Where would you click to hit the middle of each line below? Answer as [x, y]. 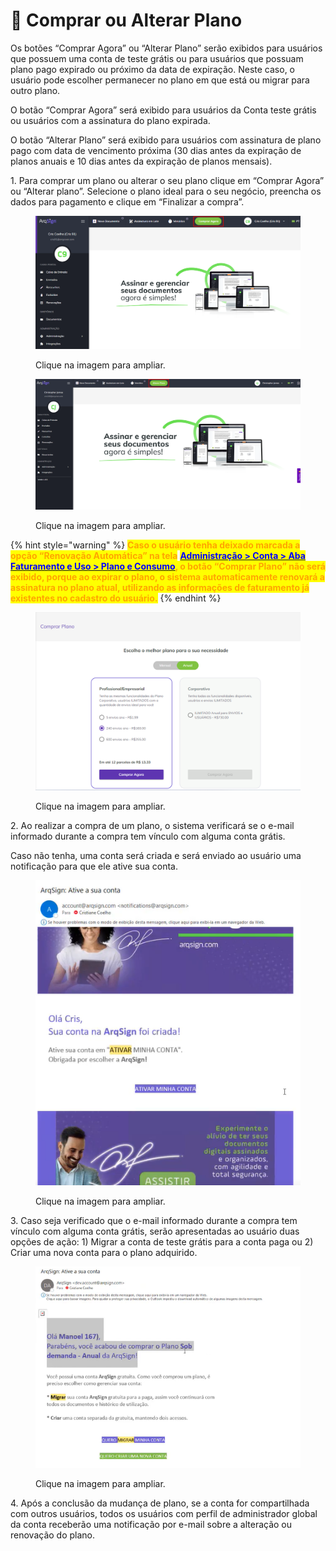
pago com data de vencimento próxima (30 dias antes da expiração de [156, 150]
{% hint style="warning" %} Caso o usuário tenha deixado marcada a [155, 545]
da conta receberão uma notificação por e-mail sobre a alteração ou [151, 1524]
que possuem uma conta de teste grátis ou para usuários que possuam [157, 58]
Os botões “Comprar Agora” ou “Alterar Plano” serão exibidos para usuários [166, 48]
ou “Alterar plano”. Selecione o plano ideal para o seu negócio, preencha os [166, 191]
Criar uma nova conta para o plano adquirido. [104, 1252]
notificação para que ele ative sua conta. [94, 866]
